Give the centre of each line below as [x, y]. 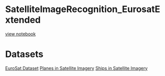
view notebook [21, 34]
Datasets [24, 54]
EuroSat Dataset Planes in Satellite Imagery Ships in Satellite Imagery [76, 68]
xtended [23, 20]
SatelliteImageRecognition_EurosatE [83, 9]
